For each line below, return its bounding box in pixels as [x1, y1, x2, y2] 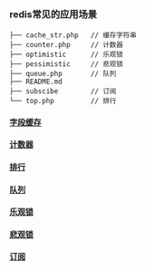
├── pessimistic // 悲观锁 [9, 60, 124, 69]
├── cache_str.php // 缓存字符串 [9, 31, 138, 40]
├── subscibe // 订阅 [9, 87, 117, 96]
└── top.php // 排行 [9, 97, 117, 106]
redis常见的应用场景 [9, 7, 98, 20]
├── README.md [9, 77, 63, 87]
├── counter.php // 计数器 [9, 41, 124, 50]
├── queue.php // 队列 [9, 70, 117, 79]
